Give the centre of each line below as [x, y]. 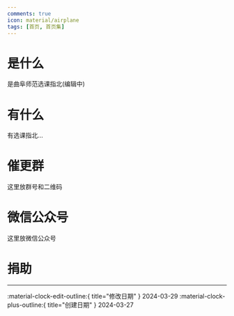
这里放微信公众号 [32, 239]
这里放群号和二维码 [35, 187]
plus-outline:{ [27, 305]
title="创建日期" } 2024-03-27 [91, 305]
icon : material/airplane [43, 20]
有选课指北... [25, 135]
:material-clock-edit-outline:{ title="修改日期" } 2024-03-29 [93, 296]
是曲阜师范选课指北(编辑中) [46, 84]
